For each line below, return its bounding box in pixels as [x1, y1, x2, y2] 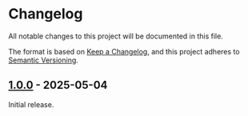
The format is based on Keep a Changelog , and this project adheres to [8, 46, 240, 56]
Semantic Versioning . [8, 55, 78, 65]
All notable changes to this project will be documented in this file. [8, 31, 224, 41]
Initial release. [8, 99, 54, 109]
